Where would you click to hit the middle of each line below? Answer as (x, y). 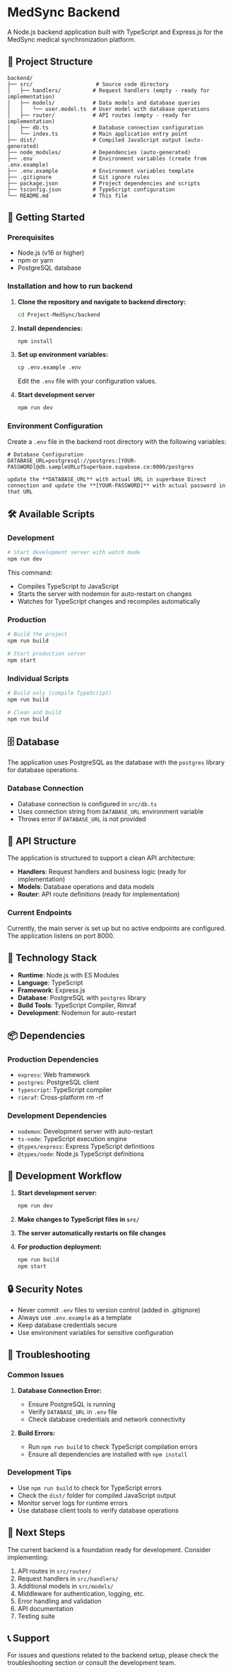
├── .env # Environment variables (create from (107, 159)
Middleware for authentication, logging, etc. (81, 1593)
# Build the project (38, 634)
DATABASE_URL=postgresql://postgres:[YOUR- (72, 461)
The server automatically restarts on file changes (91, 1233)
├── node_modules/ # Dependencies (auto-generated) (99, 152)
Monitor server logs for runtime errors (73, 1503)
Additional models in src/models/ (66, 1586)
